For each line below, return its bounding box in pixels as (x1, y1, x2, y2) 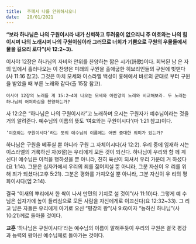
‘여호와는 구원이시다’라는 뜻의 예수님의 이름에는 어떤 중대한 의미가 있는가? (6, 130, 163, 136)
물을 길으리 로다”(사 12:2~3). (6, 45, 73, 53)
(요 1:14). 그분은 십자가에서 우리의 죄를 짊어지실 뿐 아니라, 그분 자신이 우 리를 (6, 163, 181, 170)
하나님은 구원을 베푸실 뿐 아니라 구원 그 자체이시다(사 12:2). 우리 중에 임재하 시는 (6, 141, 190, 148)
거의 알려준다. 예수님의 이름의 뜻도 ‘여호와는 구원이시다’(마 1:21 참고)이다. (6, 117, 173, 124)
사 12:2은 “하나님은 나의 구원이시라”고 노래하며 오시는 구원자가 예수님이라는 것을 (6, 109, 189, 117)
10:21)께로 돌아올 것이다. (6, 212, 63, 219)
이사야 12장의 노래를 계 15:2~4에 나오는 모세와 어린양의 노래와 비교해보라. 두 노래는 (6, 92, 187, 98)
